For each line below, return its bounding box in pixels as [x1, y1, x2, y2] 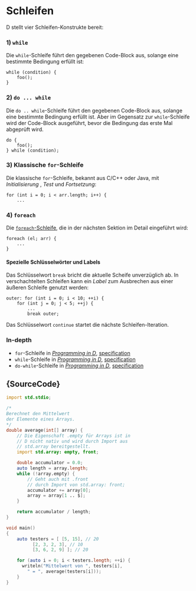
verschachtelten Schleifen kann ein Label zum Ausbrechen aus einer [6, 278, 174, 285]
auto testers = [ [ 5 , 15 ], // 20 [17, 536, 99, 542]
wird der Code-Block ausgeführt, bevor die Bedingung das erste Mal [6, 119, 173, 126]
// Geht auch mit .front [27, 476, 89, 482]
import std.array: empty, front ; [17, 449, 99, 455]
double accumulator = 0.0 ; [17, 460, 83, 466]
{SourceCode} [6, 379, 61, 389]
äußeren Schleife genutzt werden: [6, 284, 89, 291]
